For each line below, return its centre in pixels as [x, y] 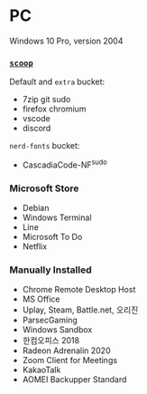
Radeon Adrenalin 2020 [66, 351]
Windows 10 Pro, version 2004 [66, 41]
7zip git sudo [46, 100]
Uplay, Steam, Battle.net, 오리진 [80, 310]
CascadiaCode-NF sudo [64, 164]
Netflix [35, 246]
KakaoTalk [41, 370]
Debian [36, 208]
